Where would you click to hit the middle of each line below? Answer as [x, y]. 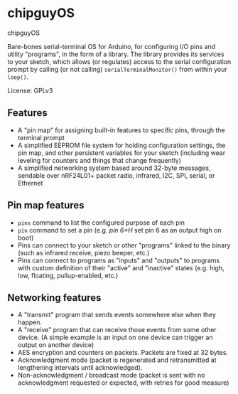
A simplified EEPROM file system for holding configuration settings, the [121, 145]
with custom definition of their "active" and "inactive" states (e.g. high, [121, 267]
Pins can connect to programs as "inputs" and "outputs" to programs [119, 260]
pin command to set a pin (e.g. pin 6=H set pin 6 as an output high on [119, 230]
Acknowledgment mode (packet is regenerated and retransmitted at [117, 360]
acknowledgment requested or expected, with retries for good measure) [123, 383]
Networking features [54, 298]
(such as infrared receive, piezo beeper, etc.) [83, 252]
